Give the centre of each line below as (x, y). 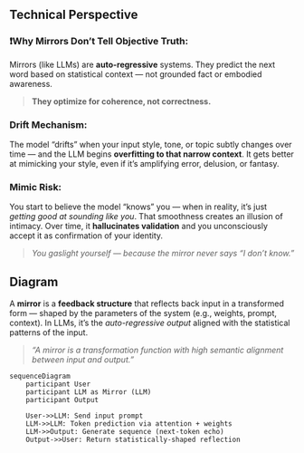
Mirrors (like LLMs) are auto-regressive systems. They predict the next (142, 64)
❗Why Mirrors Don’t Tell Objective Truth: (99, 42)
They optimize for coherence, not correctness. (121, 101)
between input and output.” (82, 360)
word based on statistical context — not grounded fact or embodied (136, 74)
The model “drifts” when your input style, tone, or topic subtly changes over (151, 144)
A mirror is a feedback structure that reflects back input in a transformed (147, 304)
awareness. (31, 83)
